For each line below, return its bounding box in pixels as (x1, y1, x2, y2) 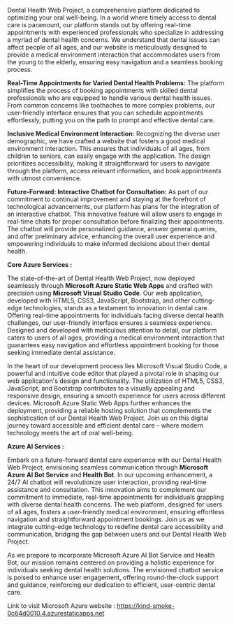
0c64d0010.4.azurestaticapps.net (7, 609, 105, 617)
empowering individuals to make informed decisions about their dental (7, 240, 210, 247)
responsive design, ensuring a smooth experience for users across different (7, 391, 226, 400)
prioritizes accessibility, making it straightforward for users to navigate (7, 159, 210, 167)
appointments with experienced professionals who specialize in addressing (7, 28, 224, 36)
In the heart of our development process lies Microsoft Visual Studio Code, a (7, 362, 228, 370)
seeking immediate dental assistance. (7, 349, 116, 356)
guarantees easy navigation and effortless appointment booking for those (7, 341, 219, 349)
